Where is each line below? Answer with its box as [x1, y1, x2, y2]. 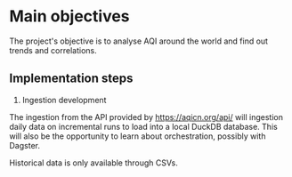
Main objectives [9, 6, 131, 27]
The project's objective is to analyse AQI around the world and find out [9, 36, 269, 46]
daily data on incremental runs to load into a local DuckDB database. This [9, 121, 278, 132]
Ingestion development [21, 94, 107, 105]
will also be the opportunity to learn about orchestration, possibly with [9, 131, 266, 141]
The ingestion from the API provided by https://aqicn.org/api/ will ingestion [9, 111, 283, 122]
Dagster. [9, 140, 40, 150]
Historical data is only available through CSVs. [9, 157, 178, 168]
